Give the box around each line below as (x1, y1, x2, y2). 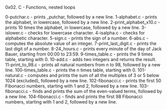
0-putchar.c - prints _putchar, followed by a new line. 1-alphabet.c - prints (5, 14, 157, 19)
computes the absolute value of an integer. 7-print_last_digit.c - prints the (5, 40, 156, 46)
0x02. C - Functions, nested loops (5, 4, 75, 10)
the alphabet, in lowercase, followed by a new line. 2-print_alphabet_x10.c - (5, 19, 160, 25)
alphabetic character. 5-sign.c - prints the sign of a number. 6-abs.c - (5, 35, 149, 41)
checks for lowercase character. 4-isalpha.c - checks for (27, 30, 145, 35)
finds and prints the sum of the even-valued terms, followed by (32, 88, 162, 94)
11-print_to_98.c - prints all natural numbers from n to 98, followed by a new (5, 62, 161, 67)
